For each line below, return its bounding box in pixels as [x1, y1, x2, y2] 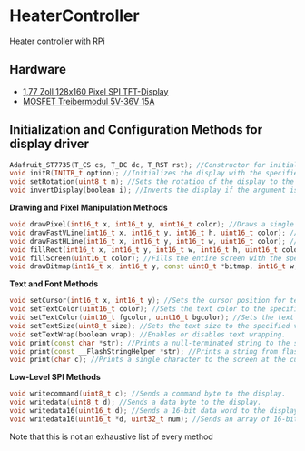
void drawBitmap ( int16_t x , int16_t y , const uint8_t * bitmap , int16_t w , [9, 262, 299, 271]
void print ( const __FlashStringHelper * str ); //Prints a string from [9, 346, 279, 356]
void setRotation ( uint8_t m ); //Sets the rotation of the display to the [9, 177, 295, 186]
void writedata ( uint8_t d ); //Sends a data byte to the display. [9, 397, 261, 407]
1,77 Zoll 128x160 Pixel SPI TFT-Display [22, 85, 169, 96]
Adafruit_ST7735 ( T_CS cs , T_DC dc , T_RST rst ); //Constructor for [9, 160, 266, 169]
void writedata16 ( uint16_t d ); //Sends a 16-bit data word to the [9, 406, 266, 416]
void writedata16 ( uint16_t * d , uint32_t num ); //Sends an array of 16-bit [9, 415, 299, 424]
